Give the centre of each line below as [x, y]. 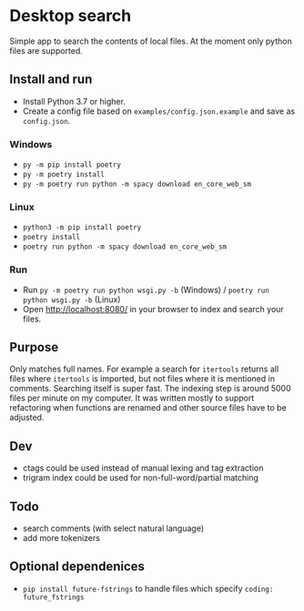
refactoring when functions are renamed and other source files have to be [148, 408]
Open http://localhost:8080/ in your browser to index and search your [153, 309]
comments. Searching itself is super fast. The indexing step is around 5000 [150, 389]
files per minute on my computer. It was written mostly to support [132, 398]
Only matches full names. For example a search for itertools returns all [144, 369]
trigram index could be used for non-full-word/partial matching [141, 478]
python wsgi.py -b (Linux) [71, 299]
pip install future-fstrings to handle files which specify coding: [148, 588]
